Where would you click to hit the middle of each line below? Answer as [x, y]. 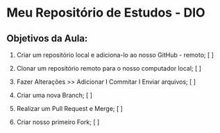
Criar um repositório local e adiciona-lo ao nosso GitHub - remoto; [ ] [115, 55]
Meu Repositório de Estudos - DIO [106, 13]
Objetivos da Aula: [47, 38]
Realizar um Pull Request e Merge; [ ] [69, 108]
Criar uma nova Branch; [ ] [54, 95]
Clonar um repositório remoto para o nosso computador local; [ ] [109, 68]
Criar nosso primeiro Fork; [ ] [58, 122]
